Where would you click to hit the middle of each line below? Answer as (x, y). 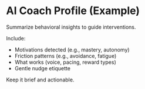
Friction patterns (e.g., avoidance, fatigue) (65, 56)
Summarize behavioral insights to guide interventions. (71, 27)
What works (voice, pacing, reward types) (65, 62)
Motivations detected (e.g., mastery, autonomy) (72, 49)
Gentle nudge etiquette (42, 68)
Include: (16, 38)
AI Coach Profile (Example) (73, 11)
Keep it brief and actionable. (40, 80)
